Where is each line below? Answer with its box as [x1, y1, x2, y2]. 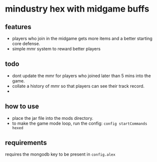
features [5, 23, 32, 31]
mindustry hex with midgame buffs [5, 3, 150, 15]
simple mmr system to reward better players [12, 46, 101, 51]
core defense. [12, 41, 40, 47]
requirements [5, 139, 47, 147]
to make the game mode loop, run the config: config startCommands [12, 120, 147, 126]
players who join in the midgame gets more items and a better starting [12, 35, 153, 41]
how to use [5, 102, 39, 111]
